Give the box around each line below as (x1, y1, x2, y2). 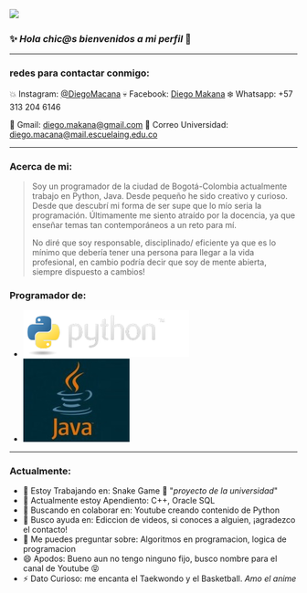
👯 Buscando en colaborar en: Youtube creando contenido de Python (22, 505, 281, 515)
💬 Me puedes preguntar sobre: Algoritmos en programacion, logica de (22, 534, 287, 545)
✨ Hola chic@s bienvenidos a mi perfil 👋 (9, 32, 192, 45)
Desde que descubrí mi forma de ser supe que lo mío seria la (31, 200, 262, 211)
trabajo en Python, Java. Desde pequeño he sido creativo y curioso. (31, 190, 288, 201)
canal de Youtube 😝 (22, 563, 101, 574)
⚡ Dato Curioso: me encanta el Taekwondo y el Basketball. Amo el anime (22, 573, 297, 584)
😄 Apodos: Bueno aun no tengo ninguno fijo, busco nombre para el (22, 553, 278, 565)
